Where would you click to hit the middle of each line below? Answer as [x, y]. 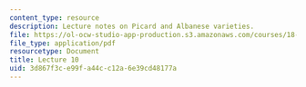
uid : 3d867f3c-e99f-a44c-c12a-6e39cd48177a [93, 69]
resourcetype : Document [55, 52]
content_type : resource [55, 18]
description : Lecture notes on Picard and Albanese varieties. [132, 26]
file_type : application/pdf [63, 43]
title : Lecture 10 [44, 60]
